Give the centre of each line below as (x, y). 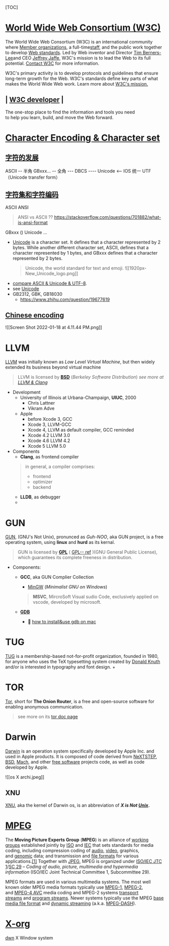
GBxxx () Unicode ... (26, 232)
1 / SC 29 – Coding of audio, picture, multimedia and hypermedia (72, 866)
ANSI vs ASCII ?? (35, 217)
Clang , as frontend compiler (50, 457)
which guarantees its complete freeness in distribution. (75, 558)
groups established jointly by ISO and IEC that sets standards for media (79, 845)
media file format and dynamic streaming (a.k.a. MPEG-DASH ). (71, 903)
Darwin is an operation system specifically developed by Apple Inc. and (80, 751)
